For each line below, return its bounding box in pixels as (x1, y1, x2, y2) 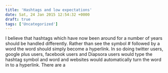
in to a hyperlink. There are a (5, 62, 66, 68)
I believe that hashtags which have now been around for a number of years (5, 35, 163, 41)
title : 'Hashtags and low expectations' (5, 7, 93, 13)
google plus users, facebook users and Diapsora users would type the (5, 51, 153, 57)
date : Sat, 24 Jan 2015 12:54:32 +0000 (5, 12, 90, 17)
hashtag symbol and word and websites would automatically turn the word (5, 56, 161, 63)
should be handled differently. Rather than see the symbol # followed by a (5, 41, 160, 47)
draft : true (5, 17, 31, 22)
